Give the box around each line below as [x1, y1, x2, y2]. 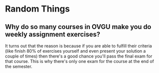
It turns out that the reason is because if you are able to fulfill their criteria [5, 43, 152, 49]
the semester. [5, 64, 32, 69]
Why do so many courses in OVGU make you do [5, 23, 152, 31]
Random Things [5, 3, 70, 15]
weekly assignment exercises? [5, 30, 100, 38]
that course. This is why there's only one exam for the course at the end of [5, 58, 154, 64]
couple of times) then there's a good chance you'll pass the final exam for [5, 53, 153, 59]
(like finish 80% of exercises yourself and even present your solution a [5, 48, 146, 54]
